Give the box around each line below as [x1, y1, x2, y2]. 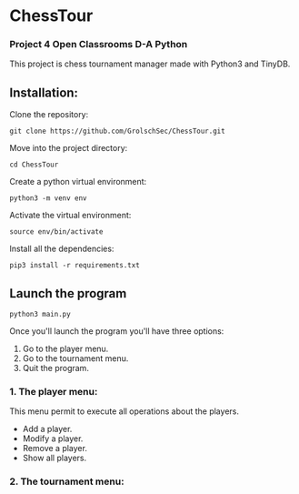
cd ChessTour [9, 160, 59, 169]
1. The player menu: [9, 386, 98, 398]
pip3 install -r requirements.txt [9, 261, 141, 270]
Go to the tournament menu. [22, 353, 129, 364]
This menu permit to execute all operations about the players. [9, 406, 239, 417]
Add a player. [22, 424, 73, 435]
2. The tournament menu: [9, 475, 125, 488]
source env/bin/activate [9, 227, 104, 237]
